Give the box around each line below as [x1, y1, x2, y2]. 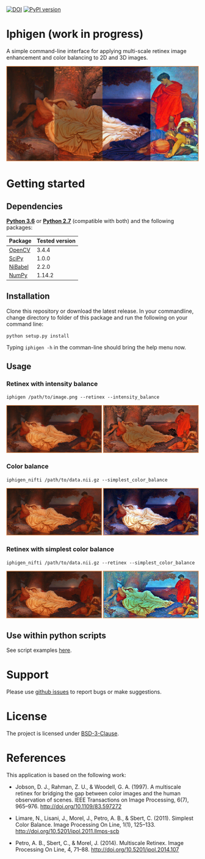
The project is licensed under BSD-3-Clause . [6, 729, 119, 737]
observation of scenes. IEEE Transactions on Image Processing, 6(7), [15, 796, 189, 803]
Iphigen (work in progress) [6, 27, 144, 41]
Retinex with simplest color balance [6, 545, 115, 554]
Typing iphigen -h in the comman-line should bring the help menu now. [6, 343, 187, 351]
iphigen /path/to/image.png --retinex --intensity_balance [6, 394, 160, 400]
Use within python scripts [6, 630, 107, 641]
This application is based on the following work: [6, 771, 126, 778]
